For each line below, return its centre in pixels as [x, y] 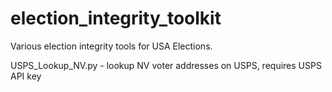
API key [26, 76]
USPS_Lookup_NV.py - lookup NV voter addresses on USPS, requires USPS [166, 65]
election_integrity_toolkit [116, 18]
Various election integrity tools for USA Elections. [111, 46]
